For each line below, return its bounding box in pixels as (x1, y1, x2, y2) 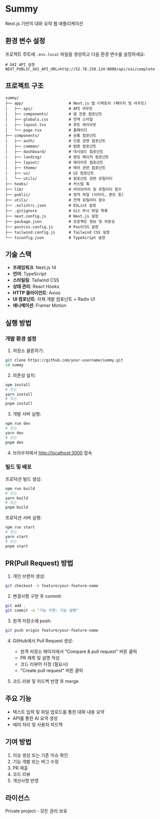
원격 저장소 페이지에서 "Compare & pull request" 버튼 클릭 (20, 648, 137, 654)
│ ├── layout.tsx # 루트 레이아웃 (5, 122, 97, 127)
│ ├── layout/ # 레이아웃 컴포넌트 (5, 160, 104, 165)
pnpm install (5, 401, 33, 406)
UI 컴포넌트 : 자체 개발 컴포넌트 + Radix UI (12, 296, 95, 302)
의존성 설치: (12, 372, 36, 378)
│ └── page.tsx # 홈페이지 (5, 128, 88, 133)
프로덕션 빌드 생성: (5, 476, 42, 482)
